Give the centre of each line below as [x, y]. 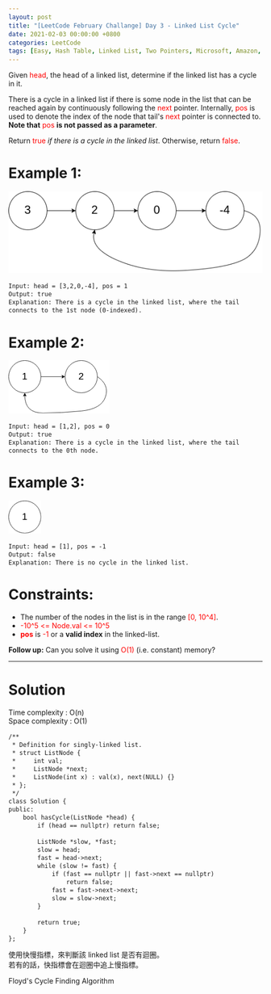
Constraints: [51, 595]
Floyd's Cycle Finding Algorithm [61, 981]
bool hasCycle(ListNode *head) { [79, 818]
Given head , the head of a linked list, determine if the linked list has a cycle [133, 75]
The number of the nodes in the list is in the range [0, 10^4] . [119, 617]
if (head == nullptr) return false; [99, 826]
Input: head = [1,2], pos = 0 [59, 427]
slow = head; [59, 850]
